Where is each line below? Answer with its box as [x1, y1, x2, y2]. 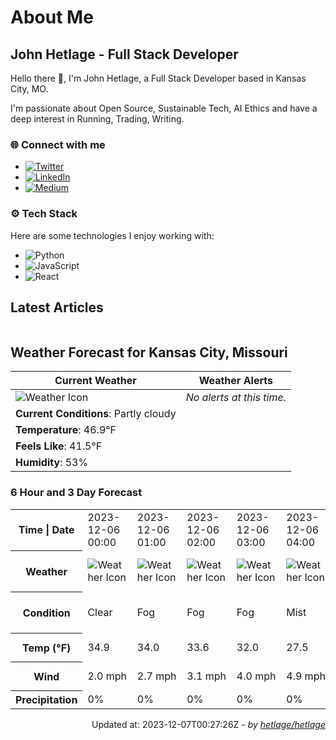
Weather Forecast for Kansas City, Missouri [10, 344, 288, 361]
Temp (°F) [22, 641, 72, 655]
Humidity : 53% [15, 456, 89, 470]
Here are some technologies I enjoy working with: [10, 229, 215, 241]
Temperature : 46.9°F [15, 423, 117, 437]
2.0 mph [87, 669, 128, 683]
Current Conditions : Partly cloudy [15, 407, 177, 421]
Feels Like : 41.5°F [15, 439, 103, 453]
